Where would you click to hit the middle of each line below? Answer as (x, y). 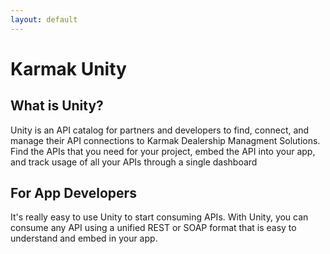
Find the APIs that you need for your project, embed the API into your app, (163, 151)
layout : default (44, 19)
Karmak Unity (68, 68)
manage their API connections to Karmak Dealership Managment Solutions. (165, 140)
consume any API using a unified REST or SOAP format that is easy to (153, 228)
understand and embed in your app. (84, 238)
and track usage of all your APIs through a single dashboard (134, 162)
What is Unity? (57, 106)
